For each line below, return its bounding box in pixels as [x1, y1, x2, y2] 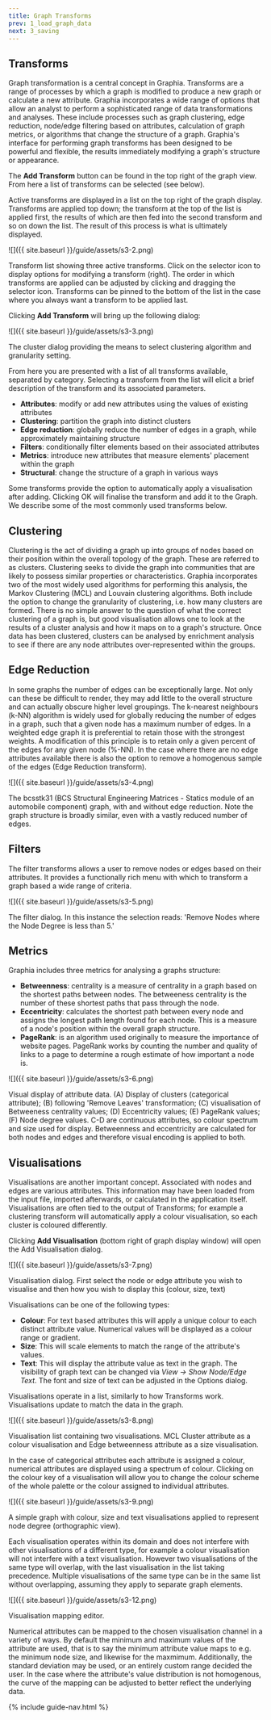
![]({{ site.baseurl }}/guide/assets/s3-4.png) [8, 777, 155, 787]
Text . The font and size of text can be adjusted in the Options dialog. [19, 1376, 248, 1386]
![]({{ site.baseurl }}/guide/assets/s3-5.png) [8, 896, 154, 906]
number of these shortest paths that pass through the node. [19, 998, 219, 1008]
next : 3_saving [8, 27, 60, 35]
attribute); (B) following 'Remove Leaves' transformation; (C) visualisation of [8, 1098, 261, 1108]
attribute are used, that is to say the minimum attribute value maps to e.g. [8, 1644, 252, 1654]
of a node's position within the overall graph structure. [19, 1024, 201, 1034]
